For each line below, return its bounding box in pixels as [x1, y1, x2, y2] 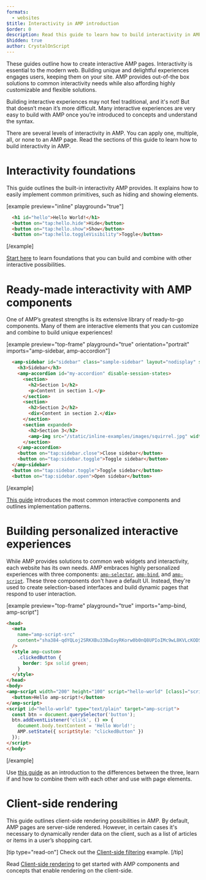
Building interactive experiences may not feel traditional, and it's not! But [6, 98, 190, 105]
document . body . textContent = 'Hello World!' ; [17, 723, 136, 729]
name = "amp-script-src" [17, 632, 75, 638]
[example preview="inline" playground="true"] [6, 202, 124, 210]
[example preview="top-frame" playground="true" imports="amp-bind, [6, 602, 187, 609]
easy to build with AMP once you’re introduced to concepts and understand [6, 111, 197, 118]
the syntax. [6, 117, 35, 124]
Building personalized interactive [6, 524, 179, 538]
